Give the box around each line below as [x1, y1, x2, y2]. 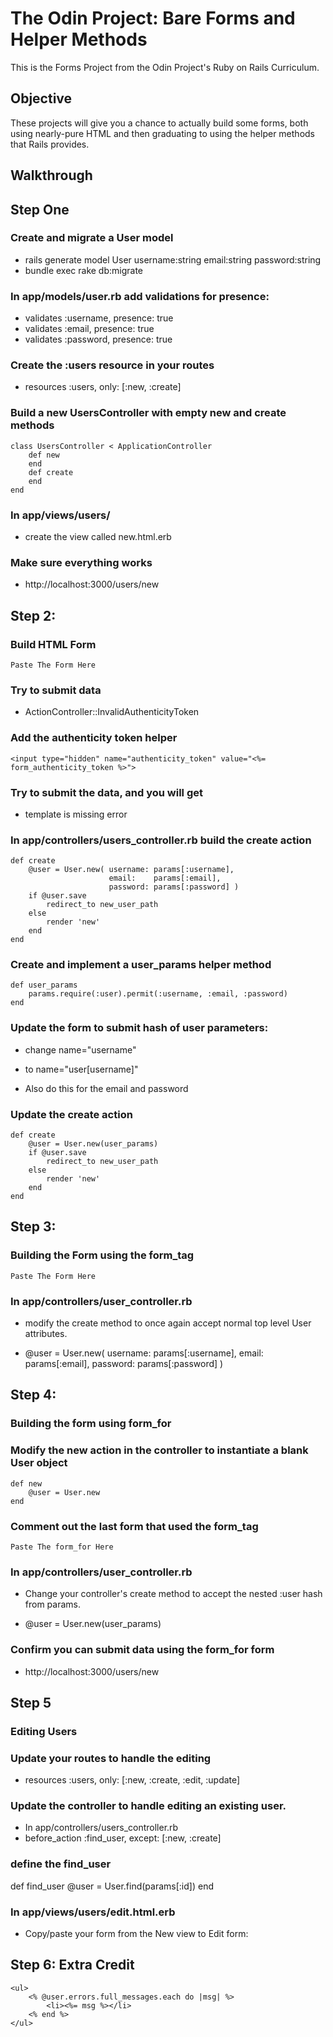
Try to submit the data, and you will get [10, 785, 203, 799]
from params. [24, 1598, 82, 1611]
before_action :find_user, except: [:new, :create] [24, 1832, 222, 1844]
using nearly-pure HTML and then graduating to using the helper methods [10, 127, 315, 139]
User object [10, 1456, 68, 1470]
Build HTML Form [10, 637, 97, 651]
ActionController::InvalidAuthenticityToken [24, 706, 200, 718]
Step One [10, 201, 70, 218]
